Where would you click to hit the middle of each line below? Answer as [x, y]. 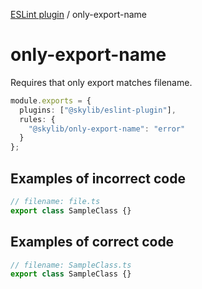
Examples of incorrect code [98, 178]
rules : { [37, 119]
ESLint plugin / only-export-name [79, 14]
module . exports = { [51, 100]
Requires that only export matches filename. [101, 82]
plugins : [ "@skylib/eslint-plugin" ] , [98, 110]
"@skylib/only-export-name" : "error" [107, 129]
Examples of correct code [92, 242]
